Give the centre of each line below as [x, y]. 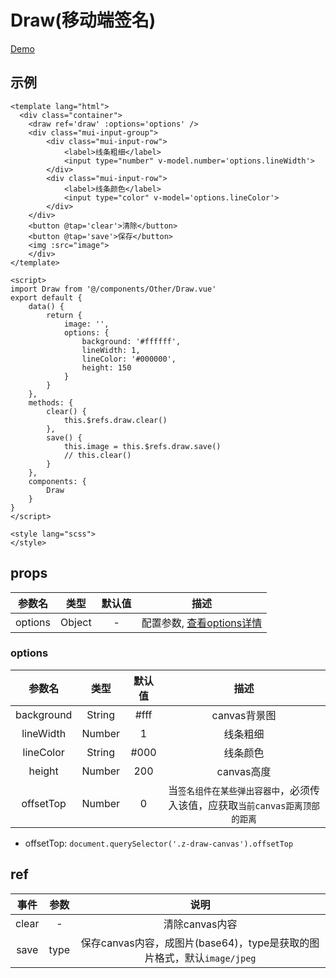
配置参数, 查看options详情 [202, 623]
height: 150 [106, 367]
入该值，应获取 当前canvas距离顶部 [244, 805]
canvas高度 [244, 771]
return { [64, 315]
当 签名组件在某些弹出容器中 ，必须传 [244, 790]
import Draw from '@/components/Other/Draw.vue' [113, 289]
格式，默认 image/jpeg [205, 958]
